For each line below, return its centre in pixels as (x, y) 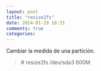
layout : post (22, 12)
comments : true (25, 28)
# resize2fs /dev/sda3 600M (56, 63)
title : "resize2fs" (30, 17)
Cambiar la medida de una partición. (50, 51)
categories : (21, 34)
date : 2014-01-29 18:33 (36, 23)
